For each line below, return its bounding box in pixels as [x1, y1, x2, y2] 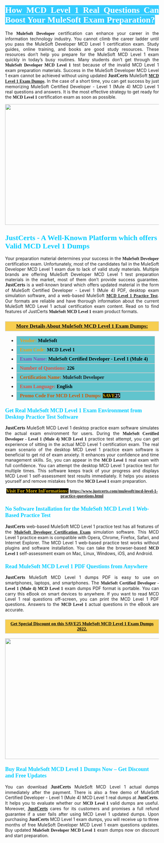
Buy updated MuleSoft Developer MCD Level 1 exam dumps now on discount [5, 827, 159, 833]
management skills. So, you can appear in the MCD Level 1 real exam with [5, 457, 160, 463]
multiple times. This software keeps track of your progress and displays [5, 468, 159, 474]
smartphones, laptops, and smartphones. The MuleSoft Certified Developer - [5, 580, 159, 586]
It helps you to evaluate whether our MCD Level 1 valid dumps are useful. [5, 800, 159, 806]
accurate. [5, 607, 24, 613]
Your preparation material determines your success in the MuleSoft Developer [5, 255, 159, 261]
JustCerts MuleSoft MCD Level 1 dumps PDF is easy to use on [5, 574, 159, 580]
